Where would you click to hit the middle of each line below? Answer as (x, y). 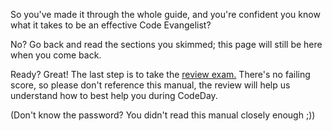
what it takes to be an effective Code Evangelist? (111, 25)
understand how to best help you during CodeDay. (114, 95)
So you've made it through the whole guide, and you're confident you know (165, 14)
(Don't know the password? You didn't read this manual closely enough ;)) (163, 115)
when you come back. (56, 55)
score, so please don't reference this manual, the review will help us (150, 85)
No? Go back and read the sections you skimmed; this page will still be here (166, 44)
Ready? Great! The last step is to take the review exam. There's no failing (160, 74)
